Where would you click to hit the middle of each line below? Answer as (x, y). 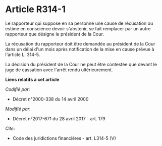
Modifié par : (18, 109)
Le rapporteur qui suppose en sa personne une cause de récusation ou (79, 23)
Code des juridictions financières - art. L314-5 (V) (64, 138)
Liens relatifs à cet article (32, 79)
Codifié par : (18, 89)
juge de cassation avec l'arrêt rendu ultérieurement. (59, 70)
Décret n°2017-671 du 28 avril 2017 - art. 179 (59, 118)
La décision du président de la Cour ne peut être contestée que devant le (81, 64)
